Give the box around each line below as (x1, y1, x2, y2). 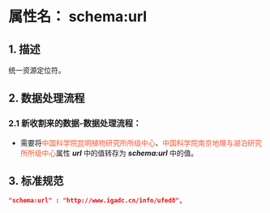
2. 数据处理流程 (8, 91, 85, 106)
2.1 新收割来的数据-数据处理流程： (8, 118, 142, 129)
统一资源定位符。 (8, 66, 66, 75)
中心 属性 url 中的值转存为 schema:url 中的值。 (41, 148, 199, 158)
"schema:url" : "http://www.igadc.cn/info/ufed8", (8, 196, 183, 204)
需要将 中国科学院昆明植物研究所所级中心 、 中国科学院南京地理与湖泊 (19, 137, 248, 147)
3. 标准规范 (8, 174, 64, 188)
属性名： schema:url (8, 7, 148, 26)
